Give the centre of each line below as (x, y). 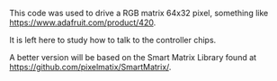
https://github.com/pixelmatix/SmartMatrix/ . (90, 67)
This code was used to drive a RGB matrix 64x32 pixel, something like (139, 13)
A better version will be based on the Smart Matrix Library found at (133, 57)
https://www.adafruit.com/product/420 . (83, 22)
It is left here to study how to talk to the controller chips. (113, 40)
